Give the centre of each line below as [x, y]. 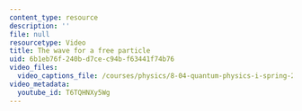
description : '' [40, 26]
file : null [30, 34]
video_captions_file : [58, 76]
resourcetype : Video [48, 43]
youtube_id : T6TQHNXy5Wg [64, 92]
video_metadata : [40, 84]
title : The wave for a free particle [80, 51]
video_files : [34, 68]
